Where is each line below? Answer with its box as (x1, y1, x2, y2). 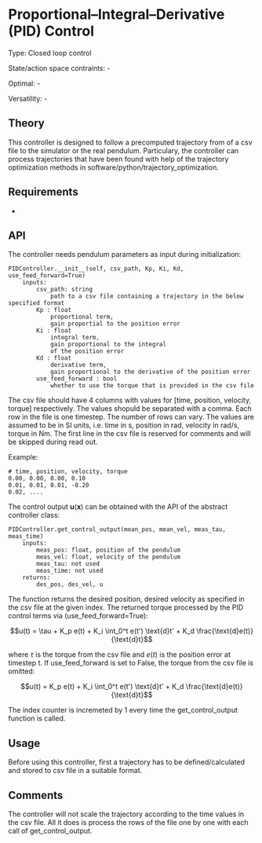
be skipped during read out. (8, 438, 98, 447)
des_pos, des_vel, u (36, 581, 104, 588)
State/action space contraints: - (8, 63, 111, 72)
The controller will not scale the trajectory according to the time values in (8, 809, 245, 819)
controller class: (8, 511, 60, 520)
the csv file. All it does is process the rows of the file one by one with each (8, 818, 249, 827)
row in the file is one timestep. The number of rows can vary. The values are (8, 412, 255, 422)
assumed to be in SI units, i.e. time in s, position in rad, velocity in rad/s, (8, 420, 240, 430)
